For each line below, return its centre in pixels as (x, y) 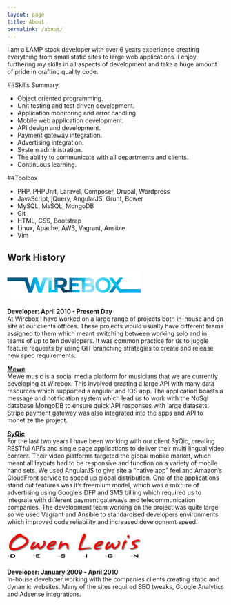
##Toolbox (22, 178)
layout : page (26, 15)
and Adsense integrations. (44, 594)
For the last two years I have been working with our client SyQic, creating (111, 441)
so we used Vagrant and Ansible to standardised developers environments (113, 514)
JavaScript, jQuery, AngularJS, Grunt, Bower (80, 199)
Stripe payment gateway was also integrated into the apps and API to (105, 413)
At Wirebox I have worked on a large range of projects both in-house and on (115, 319)
